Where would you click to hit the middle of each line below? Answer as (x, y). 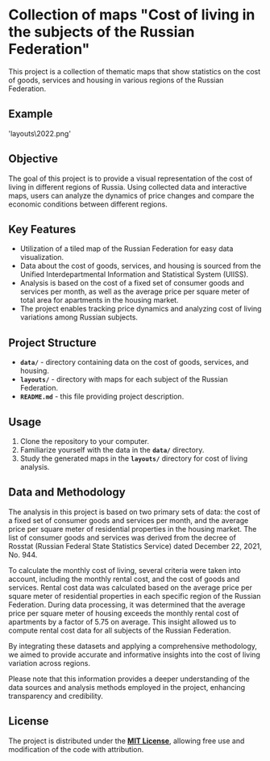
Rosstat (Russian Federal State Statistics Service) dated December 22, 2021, (135, 546)
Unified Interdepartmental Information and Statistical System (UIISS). (134, 274)
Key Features (42, 229)
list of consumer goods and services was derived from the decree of (122, 537)
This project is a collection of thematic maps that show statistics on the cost (135, 71)
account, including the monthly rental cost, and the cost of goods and (124, 579)
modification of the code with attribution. (76, 749)
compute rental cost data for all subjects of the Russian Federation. (120, 630)
